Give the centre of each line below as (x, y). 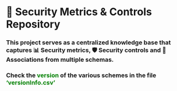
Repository (33, 24)
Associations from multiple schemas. (60, 60)
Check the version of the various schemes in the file (81, 75)
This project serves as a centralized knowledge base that (88, 43)
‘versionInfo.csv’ (31, 83)
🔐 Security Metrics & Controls (79, 12)
